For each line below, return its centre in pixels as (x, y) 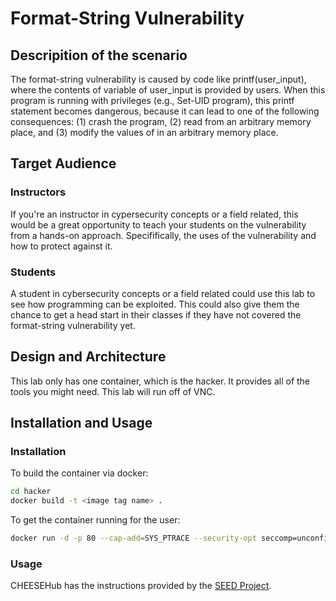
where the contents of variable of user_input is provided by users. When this (168, 90)
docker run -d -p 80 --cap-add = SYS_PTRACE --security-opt (133, 538)
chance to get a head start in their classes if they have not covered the (156, 314)
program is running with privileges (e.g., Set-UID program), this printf (152, 100)
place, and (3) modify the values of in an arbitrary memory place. (144, 132)
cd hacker (31, 492)
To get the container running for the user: (95, 520)
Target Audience (63, 163)
